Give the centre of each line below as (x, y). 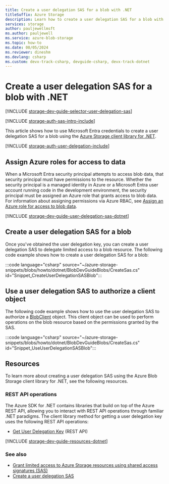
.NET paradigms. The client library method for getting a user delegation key (84, 416)
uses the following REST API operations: (47, 421)
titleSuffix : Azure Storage (35, 15)
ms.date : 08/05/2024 (27, 47)
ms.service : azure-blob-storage (39, 38)
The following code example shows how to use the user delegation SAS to (82, 311)
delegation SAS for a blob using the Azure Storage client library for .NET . (81, 136)
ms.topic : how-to (23, 43)
